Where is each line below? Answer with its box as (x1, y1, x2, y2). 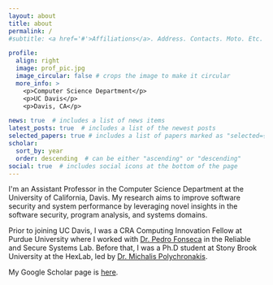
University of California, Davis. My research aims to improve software (8, 192, 241, 203)
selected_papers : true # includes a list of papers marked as (8, 132, 223, 140)
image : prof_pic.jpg (15, 64, 85, 73)
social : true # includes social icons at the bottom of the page (8, 162, 238, 171)
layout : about (8, 11, 57, 20)
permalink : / (8, 27, 53, 35)
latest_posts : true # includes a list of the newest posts (8, 124, 217, 132)
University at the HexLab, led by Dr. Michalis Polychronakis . (8, 252, 208, 261)
